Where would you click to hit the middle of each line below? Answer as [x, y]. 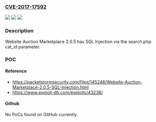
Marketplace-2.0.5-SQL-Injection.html [51, 87]
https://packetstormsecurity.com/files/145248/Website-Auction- [77, 82]
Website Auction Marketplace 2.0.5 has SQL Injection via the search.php [78, 41]
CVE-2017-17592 [26, 7]
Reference [16, 71]
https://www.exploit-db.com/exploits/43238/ [57, 92]
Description [19, 31]
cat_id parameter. [23, 47]
